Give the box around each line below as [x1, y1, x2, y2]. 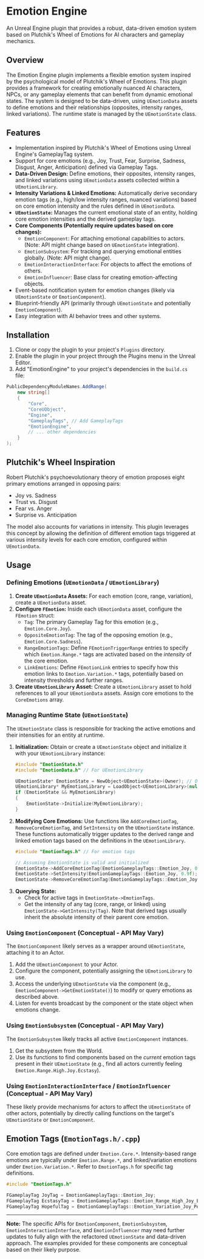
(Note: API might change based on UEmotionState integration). [24, 241, 179, 248]
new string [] [17, 389, 50, 395]
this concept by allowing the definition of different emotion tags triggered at [6, 529, 196, 537]
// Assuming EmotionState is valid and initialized [15, 859, 149, 866]
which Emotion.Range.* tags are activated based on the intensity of [24, 650, 192, 658]
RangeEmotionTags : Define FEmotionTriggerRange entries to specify [24, 644, 189, 651]
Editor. [15, 359, 32, 366]
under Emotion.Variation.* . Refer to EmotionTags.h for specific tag [6, 1163, 173, 1170]
